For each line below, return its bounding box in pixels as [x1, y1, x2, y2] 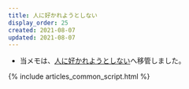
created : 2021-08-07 [8, 26, 76, 34]
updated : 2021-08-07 [8, 33, 76, 42]
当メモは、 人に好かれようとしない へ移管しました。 [19, 56, 186, 65]
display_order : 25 [8, 19, 69, 27]
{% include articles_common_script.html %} [8, 72, 150, 81]
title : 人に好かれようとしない [8, 11, 98, 20]
